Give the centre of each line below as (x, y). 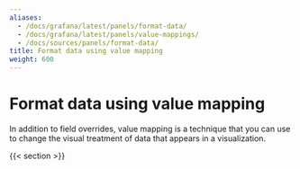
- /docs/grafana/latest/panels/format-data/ (102, 26)
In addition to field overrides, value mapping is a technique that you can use (150, 129)
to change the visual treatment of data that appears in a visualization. (138, 138)
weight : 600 (32, 59)
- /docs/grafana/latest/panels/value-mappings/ (109, 34)
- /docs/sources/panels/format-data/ (88, 43)
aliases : (26, 18)
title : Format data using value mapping (86, 51)
